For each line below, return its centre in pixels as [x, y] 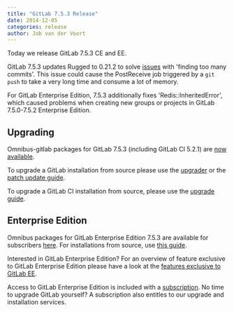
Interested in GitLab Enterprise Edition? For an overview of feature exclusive [116, 258]
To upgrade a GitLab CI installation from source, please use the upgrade [111, 191]
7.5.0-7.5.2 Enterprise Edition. [49, 110]
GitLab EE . [22, 273]
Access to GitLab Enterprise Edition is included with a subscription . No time [116, 287]
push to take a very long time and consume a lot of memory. [93, 82]
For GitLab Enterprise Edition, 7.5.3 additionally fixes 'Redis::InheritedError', [115, 95]
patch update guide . [36, 178]
